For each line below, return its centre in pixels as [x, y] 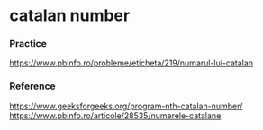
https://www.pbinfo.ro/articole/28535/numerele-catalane [115, 115]
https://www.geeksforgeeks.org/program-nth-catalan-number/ [126, 106]
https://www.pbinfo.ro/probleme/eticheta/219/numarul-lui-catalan [131, 63]
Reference [32, 86]
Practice [28, 44]
